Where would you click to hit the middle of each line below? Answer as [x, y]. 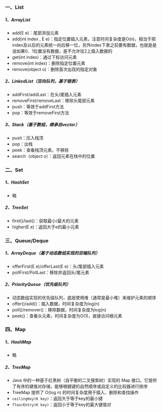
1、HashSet [17, 182]
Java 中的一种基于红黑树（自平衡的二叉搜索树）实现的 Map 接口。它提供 [84, 380]
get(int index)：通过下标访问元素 [44, 57]
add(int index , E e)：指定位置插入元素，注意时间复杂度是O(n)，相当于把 [84, 39]
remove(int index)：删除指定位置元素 [49, 63]
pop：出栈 [22, 144]
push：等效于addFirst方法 [38, 106]
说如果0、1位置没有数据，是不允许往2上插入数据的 [62, 51]
